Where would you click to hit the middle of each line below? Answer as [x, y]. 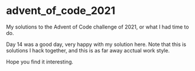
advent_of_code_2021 [61, 11]
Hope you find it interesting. [40, 62]
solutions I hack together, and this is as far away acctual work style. [88, 50]
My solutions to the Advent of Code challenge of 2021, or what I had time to [97, 27]
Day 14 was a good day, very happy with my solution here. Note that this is [96, 44]
